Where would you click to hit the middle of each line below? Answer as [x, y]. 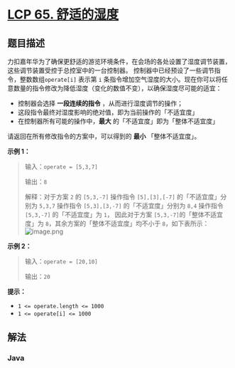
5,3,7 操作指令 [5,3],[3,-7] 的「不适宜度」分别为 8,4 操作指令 [131, 206]
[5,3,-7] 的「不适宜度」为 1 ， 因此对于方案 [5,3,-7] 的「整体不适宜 [124, 215]
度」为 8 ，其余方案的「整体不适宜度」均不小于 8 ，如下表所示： [117, 224]
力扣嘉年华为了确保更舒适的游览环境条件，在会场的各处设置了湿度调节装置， [119, 62]
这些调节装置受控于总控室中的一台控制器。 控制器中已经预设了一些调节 [111, 70]
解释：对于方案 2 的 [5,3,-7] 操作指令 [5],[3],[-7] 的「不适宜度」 [122, 197]
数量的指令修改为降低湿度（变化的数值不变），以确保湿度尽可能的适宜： [117, 88]
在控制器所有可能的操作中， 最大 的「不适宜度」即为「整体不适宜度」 [118, 121]
